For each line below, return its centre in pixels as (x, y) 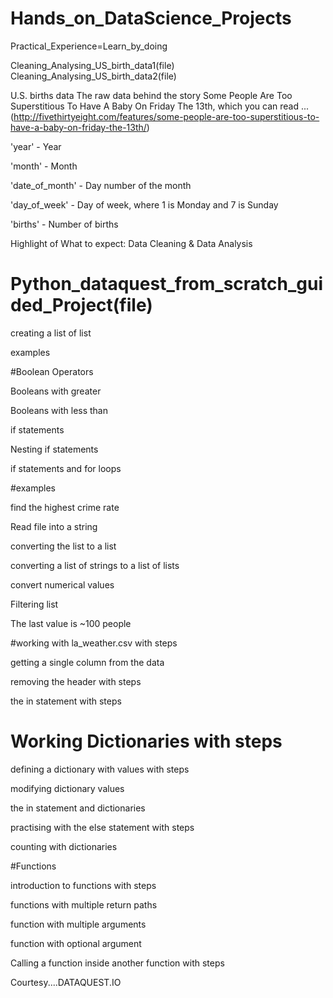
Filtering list (34, 604)
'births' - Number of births (64, 224)
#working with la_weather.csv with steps (94, 643)
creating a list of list (51, 333)
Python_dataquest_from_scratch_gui (167, 284)
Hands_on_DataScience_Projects (151, 18)
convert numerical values (62, 584)
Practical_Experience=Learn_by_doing (89, 46)
